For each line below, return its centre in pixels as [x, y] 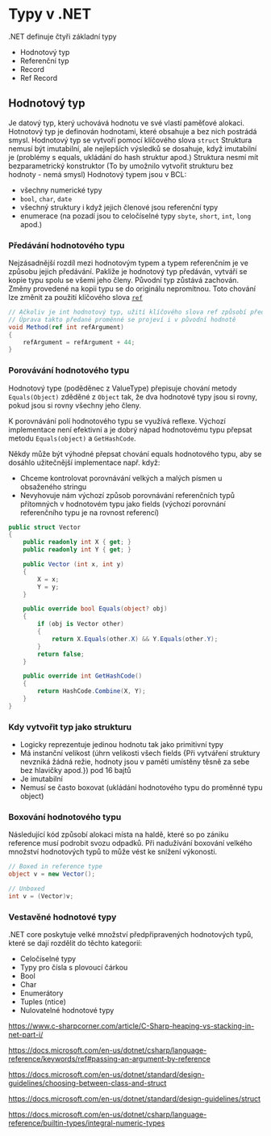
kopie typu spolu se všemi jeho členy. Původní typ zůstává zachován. [124, 281]
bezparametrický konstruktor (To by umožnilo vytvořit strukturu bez [121, 166]
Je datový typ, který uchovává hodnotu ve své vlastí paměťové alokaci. [126, 123]
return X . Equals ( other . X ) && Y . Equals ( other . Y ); [135, 639]
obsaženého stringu [53, 487]
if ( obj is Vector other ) [81, 624]
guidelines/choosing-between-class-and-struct [88, 1083]
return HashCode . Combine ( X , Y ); [92, 691]
